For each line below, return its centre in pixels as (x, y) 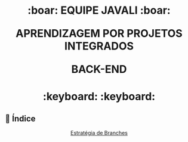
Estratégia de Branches (99, 133)
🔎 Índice (20, 118)
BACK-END (99, 70)
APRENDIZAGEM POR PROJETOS (99, 34)
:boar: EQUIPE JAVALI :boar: (99, 10)
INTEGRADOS (99, 46)
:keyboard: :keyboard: (99, 97)
